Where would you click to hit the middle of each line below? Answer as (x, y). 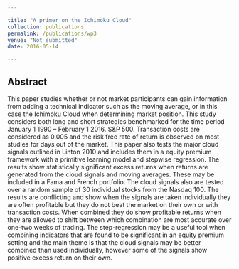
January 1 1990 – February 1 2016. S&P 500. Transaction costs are (104, 129)
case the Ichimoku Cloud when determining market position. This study (112, 114)
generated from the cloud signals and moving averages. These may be (111, 174)
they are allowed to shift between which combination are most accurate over (119, 220)
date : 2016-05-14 (33, 47)
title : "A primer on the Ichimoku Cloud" (70, 20)
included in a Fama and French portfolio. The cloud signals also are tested (116, 181)
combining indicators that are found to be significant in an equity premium (116, 235)
